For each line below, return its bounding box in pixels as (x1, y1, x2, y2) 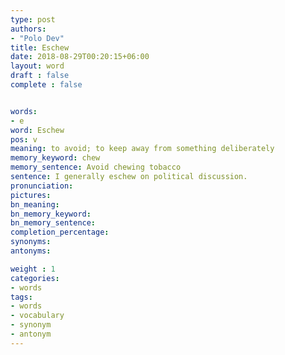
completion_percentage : (10, 227, 110, 238)
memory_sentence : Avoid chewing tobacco (10, 162, 182, 173)
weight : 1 (10, 264, 56, 274)
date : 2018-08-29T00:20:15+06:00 (10, 52, 150, 62)
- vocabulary (10, 311, 65, 321)
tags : (10, 292, 33, 302)
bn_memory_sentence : (10, 218, 97, 228)
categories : (10, 273, 60, 283)
